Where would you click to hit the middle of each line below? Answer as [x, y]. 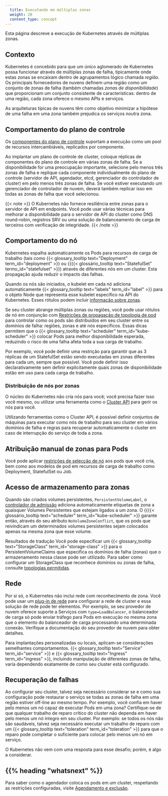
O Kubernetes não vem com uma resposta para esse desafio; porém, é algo [83, 750]
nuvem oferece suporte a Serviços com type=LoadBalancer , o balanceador [82, 612]
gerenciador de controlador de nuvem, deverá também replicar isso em [79, 188]
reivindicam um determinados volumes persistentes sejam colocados [77, 526]
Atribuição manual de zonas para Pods [67, 449]
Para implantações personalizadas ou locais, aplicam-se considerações [79, 642]
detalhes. [15, 633]
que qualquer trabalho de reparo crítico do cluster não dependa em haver [81, 713]
